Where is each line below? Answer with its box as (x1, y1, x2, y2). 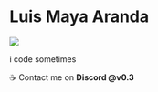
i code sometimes (9, 53, 77, 65)
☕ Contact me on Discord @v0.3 (9, 71, 134, 83)
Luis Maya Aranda (9, 6, 150, 27)
